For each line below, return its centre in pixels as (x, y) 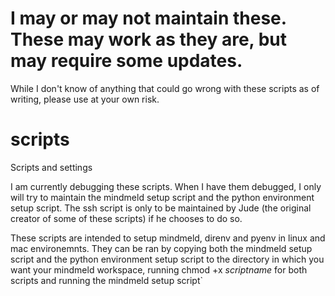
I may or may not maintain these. (148, 18)
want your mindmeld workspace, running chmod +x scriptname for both (159, 269)
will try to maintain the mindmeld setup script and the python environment (162, 197)
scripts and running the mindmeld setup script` (107, 280)
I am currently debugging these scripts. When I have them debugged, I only (166, 186)
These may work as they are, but (149, 39)
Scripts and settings (51, 167)
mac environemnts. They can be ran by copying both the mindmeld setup (161, 248)
